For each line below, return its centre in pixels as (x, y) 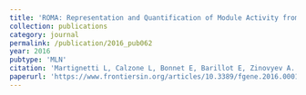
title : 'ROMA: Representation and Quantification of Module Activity (144, 18)
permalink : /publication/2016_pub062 (81, 43)
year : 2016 (30, 52)
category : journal (44, 34)
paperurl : (28, 77)
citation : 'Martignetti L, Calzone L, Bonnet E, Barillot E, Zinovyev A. (153, 69)
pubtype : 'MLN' (38, 60)
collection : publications (58, 26)
